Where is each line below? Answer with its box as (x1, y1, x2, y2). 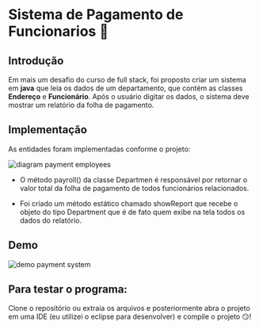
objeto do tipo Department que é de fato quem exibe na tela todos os (19, 207, 246, 216)
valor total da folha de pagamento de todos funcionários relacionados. (19, 183, 249, 193)
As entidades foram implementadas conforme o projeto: (8, 144, 191, 154)
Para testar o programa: (8, 283, 128, 296)
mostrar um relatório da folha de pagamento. (8, 101, 154, 109)
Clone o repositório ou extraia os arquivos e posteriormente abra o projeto (8, 304, 251, 313)
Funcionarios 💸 (8, 22, 109, 40)
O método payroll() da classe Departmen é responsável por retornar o (19, 174, 248, 184)
